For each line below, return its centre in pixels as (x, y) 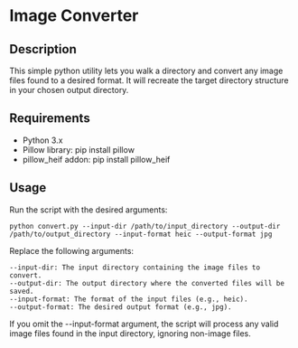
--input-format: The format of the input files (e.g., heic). (129, 299)
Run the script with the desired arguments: (88, 210)
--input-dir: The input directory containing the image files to (135, 268)
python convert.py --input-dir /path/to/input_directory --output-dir (145, 226)
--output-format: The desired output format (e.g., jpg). (121, 307)
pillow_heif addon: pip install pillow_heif (96, 159)
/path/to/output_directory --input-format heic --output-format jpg (141, 234)
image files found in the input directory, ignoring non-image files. (130, 333)
